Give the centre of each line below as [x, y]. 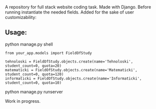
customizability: [21, 17]
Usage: [16, 33]
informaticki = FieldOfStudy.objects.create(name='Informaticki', [73, 78]
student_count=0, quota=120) [34, 74]
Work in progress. [23, 101]
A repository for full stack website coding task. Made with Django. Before [78, 7]
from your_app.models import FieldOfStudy [48, 53]
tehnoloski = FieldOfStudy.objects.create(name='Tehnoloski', [69, 62]
